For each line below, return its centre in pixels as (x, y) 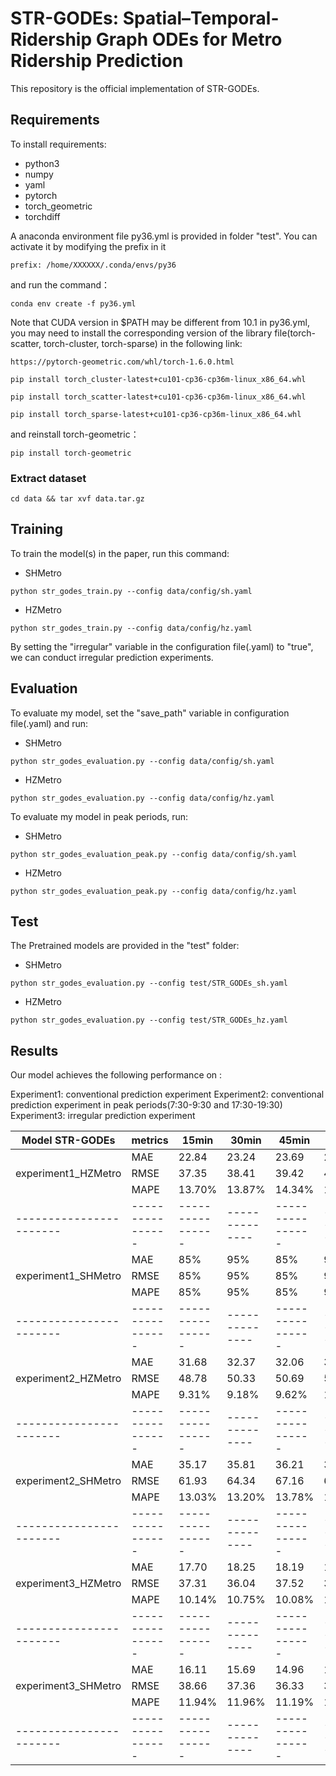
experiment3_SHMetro (68, 1686)
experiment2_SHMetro (68, 1481)
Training (37, 529)
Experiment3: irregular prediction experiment (103, 1116)
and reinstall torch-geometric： (75, 434)
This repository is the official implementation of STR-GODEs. (135, 88)
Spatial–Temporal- (201, 18)
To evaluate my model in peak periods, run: (99, 816)
